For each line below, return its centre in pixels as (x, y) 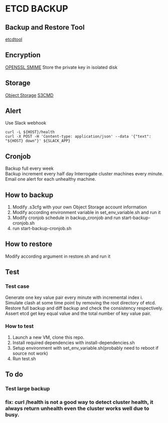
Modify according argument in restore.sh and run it (58, 256)
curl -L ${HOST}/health (30, 132)
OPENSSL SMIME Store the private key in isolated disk (61, 67)
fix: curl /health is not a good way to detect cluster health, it (79, 402)
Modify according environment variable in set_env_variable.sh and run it (87, 213)
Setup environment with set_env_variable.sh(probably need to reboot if (86, 348)
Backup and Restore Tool (45, 27)
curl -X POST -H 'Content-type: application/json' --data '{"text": (78, 137)
